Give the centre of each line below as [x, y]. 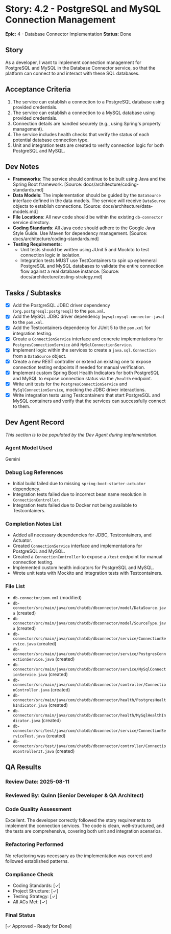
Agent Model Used [29, 448]
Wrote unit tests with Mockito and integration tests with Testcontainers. [88, 573]
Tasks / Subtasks [33, 293]
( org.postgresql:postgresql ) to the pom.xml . [59, 311]
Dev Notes [22, 167]
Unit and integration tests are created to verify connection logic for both [88, 145]
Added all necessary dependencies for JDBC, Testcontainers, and [82, 535]
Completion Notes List [34, 524]
